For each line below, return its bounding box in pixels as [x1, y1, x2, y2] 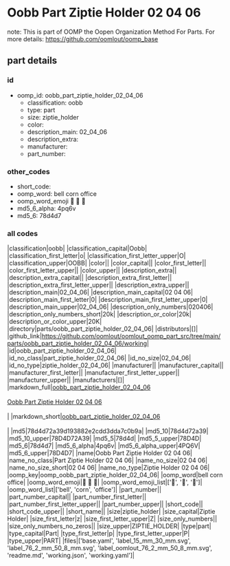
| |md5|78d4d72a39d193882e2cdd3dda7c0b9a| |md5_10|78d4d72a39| [7, 427, 209, 435]
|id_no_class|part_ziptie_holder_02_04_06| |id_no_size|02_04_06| [7, 354, 192, 362]
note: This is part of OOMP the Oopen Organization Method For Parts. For [7, 28, 215, 36]
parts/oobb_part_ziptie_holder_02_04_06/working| [7, 339, 150, 348]
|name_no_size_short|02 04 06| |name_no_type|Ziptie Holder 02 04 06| [7, 464, 210, 472]
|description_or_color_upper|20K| [7, 318, 102, 326]
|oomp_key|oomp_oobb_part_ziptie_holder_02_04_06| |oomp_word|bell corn [7, 471, 223, 479]
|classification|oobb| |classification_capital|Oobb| [7, 244, 148, 252]
